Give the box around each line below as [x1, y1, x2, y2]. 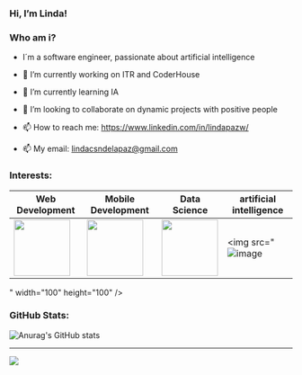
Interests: [9, 169, 53, 182]
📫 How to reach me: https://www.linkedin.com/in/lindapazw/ [22, 122, 249, 133]
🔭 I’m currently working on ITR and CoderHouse [22, 69, 200, 80]
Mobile [104, 192, 135, 205]
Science [172, 203, 209, 216]
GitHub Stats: [9, 309, 70, 322]
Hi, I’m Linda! [9, 7, 67, 20]
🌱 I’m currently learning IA [22, 86, 120, 97]
